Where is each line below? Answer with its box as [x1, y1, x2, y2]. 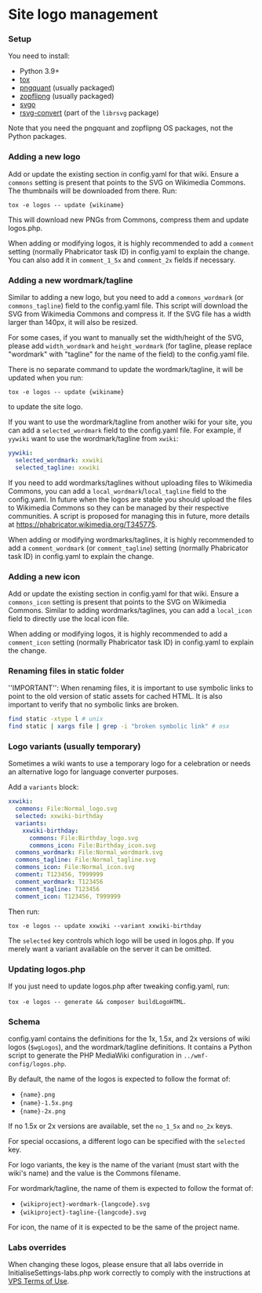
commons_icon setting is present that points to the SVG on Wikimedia [8, 597, 227, 606]
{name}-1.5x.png [19, 1099, 73, 1108]
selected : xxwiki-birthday [15, 813, 104, 820]
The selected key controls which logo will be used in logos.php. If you [8, 936, 235, 945]
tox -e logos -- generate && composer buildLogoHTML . [8, 996, 186, 1006]
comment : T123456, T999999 [15, 871, 104, 878]
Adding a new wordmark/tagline [8, 275, 133, 286]
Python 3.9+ [19, 67, 60, 76]
